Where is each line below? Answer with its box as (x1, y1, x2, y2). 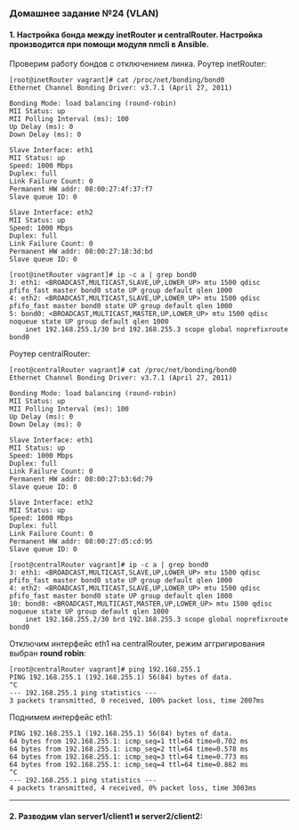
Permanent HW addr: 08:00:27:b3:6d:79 (9, 475, 153, 484)
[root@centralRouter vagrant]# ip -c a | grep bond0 (9, 560, 209, 570)
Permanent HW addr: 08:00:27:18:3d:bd (9, 248, 153, 256)
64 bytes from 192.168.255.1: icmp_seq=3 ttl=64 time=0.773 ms (9, 753, 249, 761)
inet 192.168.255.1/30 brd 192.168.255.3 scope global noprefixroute (25, 325, 289, 334)
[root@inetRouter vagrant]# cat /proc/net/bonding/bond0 (9, 76, 225, 85)
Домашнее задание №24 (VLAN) (9, 7, 159, 20)
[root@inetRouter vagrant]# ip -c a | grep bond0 (9, 271, 198, 280)
